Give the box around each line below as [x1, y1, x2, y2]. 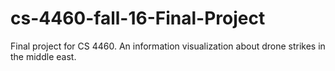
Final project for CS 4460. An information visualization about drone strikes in [10, 40, 326, 52]
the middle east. [10, 50, 77, 62]
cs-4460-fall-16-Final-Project [10, 7, 266, 30]
